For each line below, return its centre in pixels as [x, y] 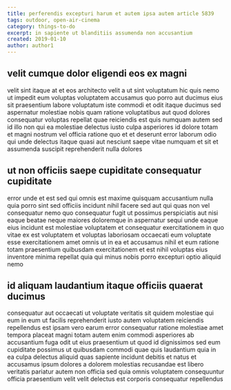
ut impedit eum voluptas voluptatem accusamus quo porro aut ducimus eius [115, 97]
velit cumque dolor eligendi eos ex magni [97, 74]
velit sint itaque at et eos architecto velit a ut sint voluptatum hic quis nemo [113, 90]
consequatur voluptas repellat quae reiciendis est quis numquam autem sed [115, 119]
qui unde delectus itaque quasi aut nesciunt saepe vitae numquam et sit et [113, 142]
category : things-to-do [41, 26]
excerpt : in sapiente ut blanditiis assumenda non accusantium [100, 33]
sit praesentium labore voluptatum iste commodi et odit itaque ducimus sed [114, 105]
